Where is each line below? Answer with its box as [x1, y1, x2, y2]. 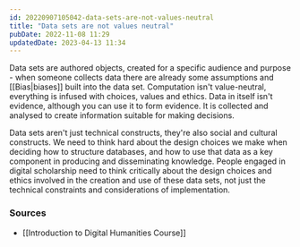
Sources [9, 207, 47, 219]
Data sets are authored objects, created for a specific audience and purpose [9, 63, 291, 73]
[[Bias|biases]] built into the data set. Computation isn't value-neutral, [9, 81, 267, 92]
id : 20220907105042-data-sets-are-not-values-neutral [9, 13, 215, 22]
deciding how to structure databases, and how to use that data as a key [9, 147, 273, 158]
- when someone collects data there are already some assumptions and [9, 72, 275, 83]
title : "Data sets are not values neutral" [9, 21, 175, 30]
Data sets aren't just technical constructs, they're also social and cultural [9, 127, 278, 139]
